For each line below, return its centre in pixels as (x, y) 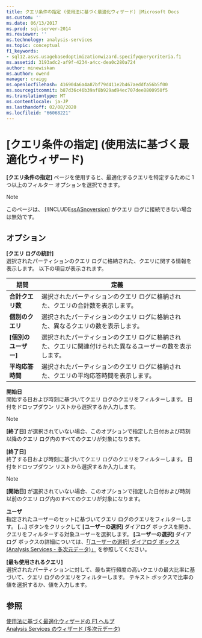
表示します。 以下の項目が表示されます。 (57, 268)
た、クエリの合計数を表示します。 (89, 306)
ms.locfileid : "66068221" (38, 113)
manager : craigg (26, 79)
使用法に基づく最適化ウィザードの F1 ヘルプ (60, 621)
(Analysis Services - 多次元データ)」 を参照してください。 (78, 549)
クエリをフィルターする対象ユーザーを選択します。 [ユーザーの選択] (90, 534)
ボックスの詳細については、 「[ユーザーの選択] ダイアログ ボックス (99, 542)
